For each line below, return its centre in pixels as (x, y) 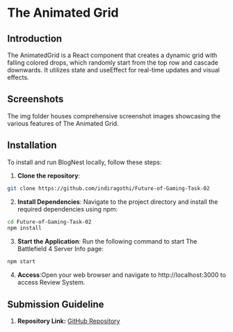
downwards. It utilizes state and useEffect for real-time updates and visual (114, 70)
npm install (24, 228)
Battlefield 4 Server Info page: (61, 249)
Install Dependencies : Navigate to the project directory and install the (118, 201)
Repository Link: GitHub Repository (69, 321)
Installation (32, 145)
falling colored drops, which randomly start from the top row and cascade (113, 63)
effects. (18, 77)
